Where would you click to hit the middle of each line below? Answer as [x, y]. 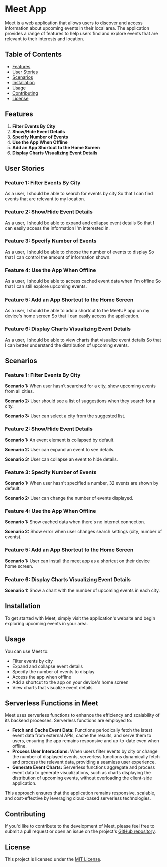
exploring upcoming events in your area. [47, 623]
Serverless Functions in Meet [52, 703]
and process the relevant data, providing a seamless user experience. [84, 762]
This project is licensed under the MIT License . [53, 859]
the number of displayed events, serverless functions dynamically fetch [86, 757]
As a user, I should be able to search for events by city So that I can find [79, 194]
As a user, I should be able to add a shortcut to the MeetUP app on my [77, 311]
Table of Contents [34, 54]
